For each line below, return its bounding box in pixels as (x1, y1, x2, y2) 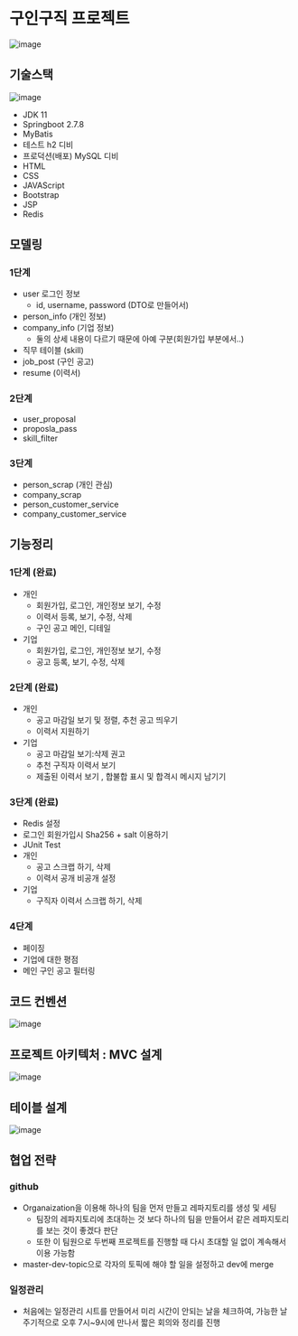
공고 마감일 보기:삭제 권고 (35, 749, 126, 760)
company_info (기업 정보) (22, 322, 115, 333)
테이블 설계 (9, 1099, 68, 1116)
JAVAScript (22, 180, 65, 191)
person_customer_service (22, 499, 119, 510)
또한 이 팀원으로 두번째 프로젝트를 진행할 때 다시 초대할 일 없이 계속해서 (35, 1236, 287, 1247)
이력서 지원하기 (35, 726, 90, 737)
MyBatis (22, 128, 53, 139)
